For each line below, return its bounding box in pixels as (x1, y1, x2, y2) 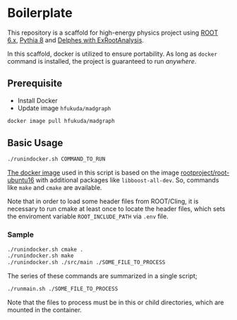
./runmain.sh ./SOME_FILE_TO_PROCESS (7, 285, 119, 292)
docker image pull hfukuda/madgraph (7, 117, 115, 124)
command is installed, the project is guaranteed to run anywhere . (7, 57, 197, 65)
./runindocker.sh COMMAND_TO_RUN (7, 155, 106, 163)
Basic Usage (7, 137, 63, 149)
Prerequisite (7, 78, 63, 90)
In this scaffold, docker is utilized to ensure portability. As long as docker (7, 49, 217, 58)
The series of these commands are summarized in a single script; (7, 272, 197, 280)
